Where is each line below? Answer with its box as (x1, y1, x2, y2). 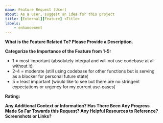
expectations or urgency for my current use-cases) (12, 84, 116, 90)
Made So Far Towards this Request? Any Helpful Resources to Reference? (5, 108, 158, 114)
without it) (12, 63, 33, 69)
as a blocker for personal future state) (12, 74, 89, 79)
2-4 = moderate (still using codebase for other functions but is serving (12, 68, 155, 74)
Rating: (5, 94, 21, 99)
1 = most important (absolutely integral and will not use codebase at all (12, 58, 155, 64)
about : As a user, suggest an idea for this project (5, 12, 115, 17)
